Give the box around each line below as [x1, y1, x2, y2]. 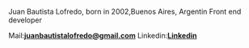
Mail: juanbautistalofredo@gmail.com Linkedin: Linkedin [8, 31, 197, 40]
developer [8, 15, 43, 25]
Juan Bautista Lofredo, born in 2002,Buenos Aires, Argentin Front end [8, 7, 242, 16]
